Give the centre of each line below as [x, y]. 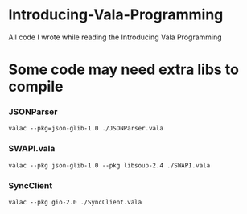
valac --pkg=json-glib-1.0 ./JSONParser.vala [86, 129]
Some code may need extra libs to [124, 70]
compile [36, 87]
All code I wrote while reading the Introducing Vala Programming [115, 37]
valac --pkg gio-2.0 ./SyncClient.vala [75, 203]
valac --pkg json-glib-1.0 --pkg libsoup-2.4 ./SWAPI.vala [109, 165]
